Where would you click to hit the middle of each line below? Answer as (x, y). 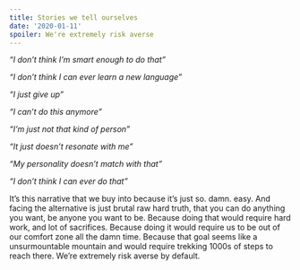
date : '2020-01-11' (46, 26)
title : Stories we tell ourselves (74, 17)
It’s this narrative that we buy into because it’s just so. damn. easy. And (140, 199)
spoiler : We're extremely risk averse (81, 34)
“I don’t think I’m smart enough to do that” (87, 60)
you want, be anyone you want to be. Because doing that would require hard (150, 218)
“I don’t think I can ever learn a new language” (96, 77)
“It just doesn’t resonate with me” (71, 147)
